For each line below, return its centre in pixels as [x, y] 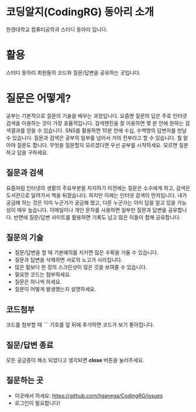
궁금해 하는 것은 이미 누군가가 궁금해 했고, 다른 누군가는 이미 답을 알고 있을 [91, 202]
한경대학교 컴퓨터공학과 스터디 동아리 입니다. [57, 29]
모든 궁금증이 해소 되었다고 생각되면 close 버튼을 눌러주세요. [75, 360]
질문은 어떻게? [39, 99]
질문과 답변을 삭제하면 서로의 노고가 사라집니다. [68, 260]
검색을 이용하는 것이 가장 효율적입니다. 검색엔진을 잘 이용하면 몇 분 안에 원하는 [95, 123]
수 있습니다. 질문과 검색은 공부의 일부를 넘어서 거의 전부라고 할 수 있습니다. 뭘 [94, 138]
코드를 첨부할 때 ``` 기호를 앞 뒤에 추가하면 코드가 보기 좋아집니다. [80, 325]
